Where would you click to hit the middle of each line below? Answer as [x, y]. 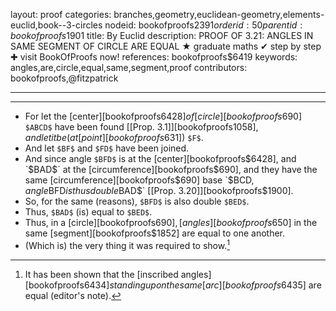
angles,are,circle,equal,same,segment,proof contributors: [129, 67]
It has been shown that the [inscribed [101, 274]
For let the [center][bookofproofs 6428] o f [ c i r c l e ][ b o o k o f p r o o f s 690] [163, 116]
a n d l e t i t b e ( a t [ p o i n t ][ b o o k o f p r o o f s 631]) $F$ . [114, 137]
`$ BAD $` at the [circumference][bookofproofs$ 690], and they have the [171, 169]
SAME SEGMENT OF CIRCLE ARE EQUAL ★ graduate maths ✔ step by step [166, 46]
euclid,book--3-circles [56, 25]
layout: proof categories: [61, 14]
